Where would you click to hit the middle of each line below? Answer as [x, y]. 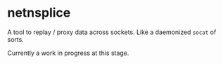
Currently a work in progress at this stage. [68, 53]
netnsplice [39, 13]
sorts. [16, 39]
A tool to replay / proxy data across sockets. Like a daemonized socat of [112, 32]
